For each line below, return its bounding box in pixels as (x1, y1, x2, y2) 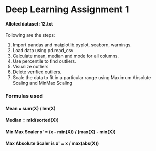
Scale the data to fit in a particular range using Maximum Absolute (12, 74, 151, 81)
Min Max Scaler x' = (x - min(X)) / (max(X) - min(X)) (5, 129, 116, 135)
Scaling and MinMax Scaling (12, 80, 73, 86)
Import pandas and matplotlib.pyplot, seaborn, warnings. (12, 42, 132, 48)
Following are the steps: (5, 32, 55, 38)
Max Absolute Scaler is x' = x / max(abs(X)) (5, 140, 99, 146)
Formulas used (5, 93, 43, 100)
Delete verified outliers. (12, 69, 62, 75)
